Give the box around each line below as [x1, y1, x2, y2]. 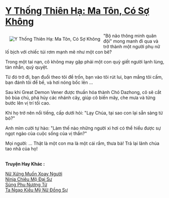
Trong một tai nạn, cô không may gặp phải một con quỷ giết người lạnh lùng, [5, 58, 164, 64]
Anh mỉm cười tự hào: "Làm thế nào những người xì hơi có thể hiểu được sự [5, 125, 161, 131]
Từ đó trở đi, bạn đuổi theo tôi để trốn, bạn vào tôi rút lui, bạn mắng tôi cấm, [5, 74, 163, 80]
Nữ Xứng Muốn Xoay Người [5, 171, 62, 177]
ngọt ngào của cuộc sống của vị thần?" [5, 130, 88, 137]
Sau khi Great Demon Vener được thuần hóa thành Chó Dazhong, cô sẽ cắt [5, 89, 161, 95]
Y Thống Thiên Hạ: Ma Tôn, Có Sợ [5, 5, 149, 17]
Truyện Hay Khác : [5, 160, 45, 167]
